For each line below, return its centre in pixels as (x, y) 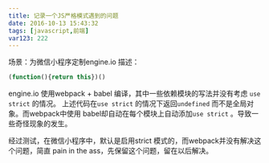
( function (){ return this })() (57, 77)
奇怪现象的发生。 (43, 124)
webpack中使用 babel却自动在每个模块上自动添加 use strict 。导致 (141, 114)
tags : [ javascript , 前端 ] (49, 31)
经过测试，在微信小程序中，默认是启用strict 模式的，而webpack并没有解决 (131, 141)
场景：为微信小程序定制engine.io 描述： (74, 62)
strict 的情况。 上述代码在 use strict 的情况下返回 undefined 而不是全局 (128, 104)
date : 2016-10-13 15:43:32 (53, 23)
